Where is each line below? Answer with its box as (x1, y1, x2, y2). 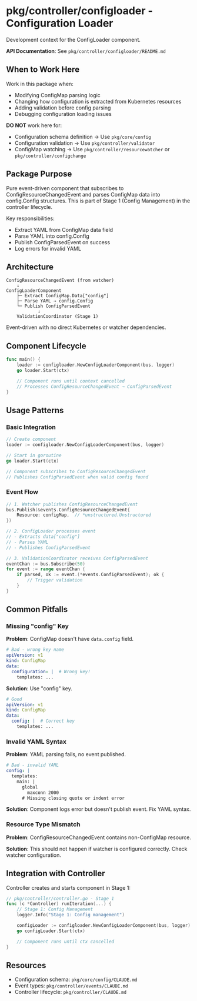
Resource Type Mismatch (6, 820, 81, 829)
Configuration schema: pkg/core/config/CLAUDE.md (14, 976, 138, 983)
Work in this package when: (6, 80, 74, 87)
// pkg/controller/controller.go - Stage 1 (6, 896, 115, 902)
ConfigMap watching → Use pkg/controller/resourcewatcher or (14, 145, 170, 152)
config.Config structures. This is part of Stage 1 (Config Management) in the (6, 197, 191, 204)
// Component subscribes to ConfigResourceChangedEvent (6, 468, 146, 474)
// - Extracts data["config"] (6, 534, 81, 540)
